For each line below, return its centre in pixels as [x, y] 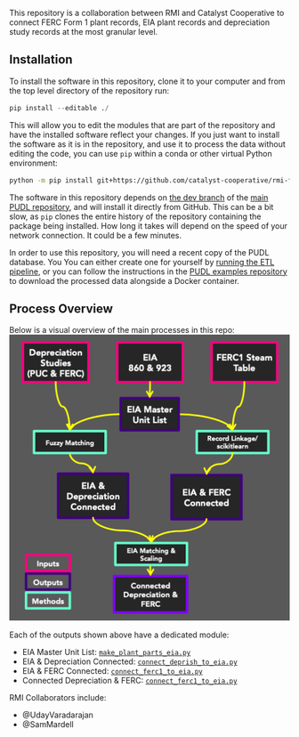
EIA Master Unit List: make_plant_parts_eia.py [106, 652]
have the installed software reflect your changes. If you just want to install [145, 134]
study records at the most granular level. [84, 32]
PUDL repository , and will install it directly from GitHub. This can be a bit [141, 207]
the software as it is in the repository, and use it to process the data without [148, 144]
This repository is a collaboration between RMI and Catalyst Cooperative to [147, 13]
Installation [41, 60]
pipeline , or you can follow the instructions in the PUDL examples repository [148, 271]
